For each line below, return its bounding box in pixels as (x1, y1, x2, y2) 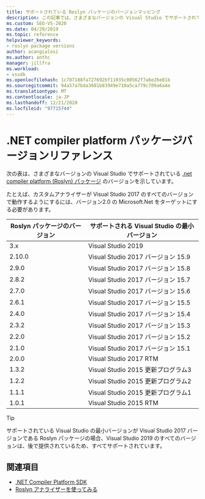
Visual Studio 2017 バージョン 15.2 (88, 333, 191, 342)
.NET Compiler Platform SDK (15, 478, 87, 486)
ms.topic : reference (6, 32, 59, 38)
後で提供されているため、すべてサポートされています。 (27, 442, 166, 450)
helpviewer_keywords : (6, 37, 62, 43)
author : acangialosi (6, 49, 59, 55)
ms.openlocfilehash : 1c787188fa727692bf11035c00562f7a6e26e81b (6, 77, 171, 83)
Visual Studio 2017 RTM (88, 354, 159, 363)
